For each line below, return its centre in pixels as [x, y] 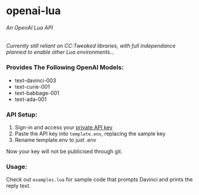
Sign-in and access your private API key [63, 127]
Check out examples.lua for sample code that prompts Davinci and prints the [99, 180]
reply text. [18, 186]
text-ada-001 [31, 99]
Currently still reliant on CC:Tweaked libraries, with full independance [91, 46]
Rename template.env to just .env [55, 139]
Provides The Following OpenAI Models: [65, 67]
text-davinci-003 [35, 80]
